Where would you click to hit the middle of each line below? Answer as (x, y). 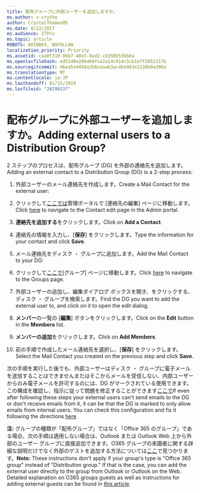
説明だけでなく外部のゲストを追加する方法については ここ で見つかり (100, 451)
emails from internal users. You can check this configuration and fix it (92, 410)
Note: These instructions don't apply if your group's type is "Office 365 (104, 458)
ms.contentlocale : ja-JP (37, 78)
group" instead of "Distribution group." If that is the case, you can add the (97, 464)
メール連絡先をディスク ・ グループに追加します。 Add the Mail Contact (102, 254)
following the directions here (42, 416)
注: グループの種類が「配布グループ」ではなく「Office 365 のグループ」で (97, 428)
